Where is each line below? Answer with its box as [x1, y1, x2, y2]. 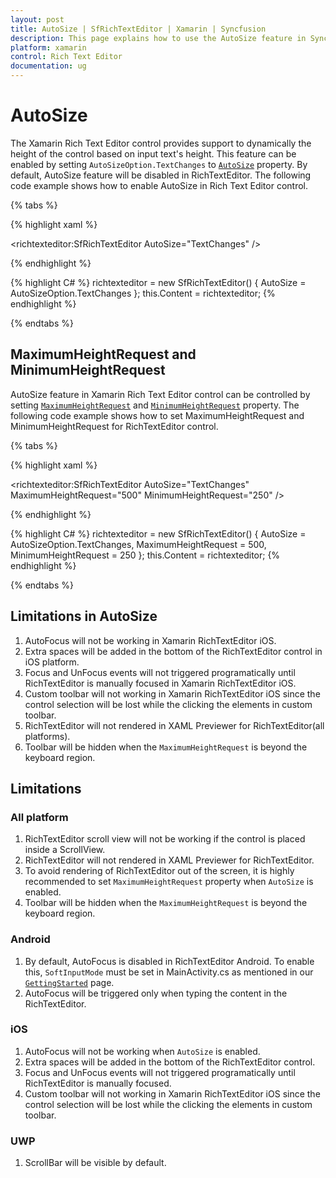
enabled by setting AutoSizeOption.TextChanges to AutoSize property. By [10, 158, 308, 170]
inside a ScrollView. [24, 844, 106, 856]
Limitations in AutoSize [10, 608, 158, 625]
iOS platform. [24, 656, 80, 668]
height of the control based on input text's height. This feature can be [10, 147, 297, 160]
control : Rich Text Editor [10, 52, 123, 62]
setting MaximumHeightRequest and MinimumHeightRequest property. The [10, 399, 300, 411]
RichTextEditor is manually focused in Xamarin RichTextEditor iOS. [24, 677, 297, 689]
